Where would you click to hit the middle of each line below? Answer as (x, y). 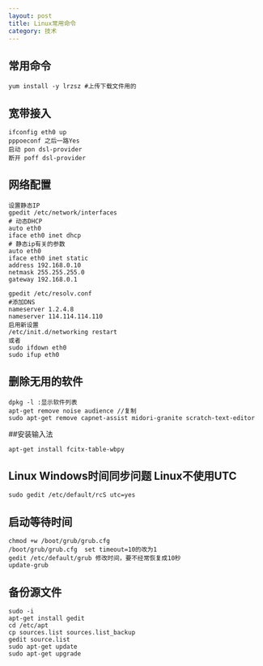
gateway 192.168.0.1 (43, 279)
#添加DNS (22, 302)
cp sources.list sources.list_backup (72, 633)
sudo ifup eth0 (34, 354)
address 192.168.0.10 (45, 265)
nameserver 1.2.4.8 (41, 309)
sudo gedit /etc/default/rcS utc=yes (72, 495)
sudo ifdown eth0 (38, 348)
